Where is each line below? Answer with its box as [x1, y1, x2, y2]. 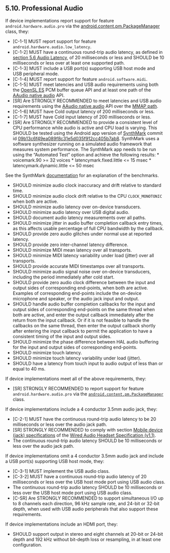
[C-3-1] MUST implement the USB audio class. [12, 468, 110, 474]
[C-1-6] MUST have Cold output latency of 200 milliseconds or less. [12, 108, 155, 114]
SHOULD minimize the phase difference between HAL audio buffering [12, 339, 159, 345]
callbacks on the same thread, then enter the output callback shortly [12, 322, 156, 328]
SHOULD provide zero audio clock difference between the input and [12, 279, 155, 285]
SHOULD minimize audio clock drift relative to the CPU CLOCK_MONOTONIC [12, 193, 162, 199]
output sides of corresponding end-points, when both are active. [12, 285, 148, 291]
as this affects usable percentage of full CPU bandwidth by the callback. [12, 225, 164, 231]
